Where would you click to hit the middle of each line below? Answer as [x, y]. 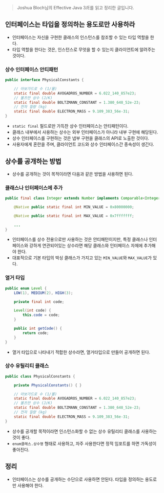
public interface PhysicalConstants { [44, 80]
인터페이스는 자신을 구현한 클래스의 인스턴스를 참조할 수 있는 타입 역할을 [81, 37]
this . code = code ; [41, 315]
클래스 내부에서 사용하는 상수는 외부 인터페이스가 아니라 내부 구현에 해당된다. [85, 132]
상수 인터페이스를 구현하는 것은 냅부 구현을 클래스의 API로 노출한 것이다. [81, 138]
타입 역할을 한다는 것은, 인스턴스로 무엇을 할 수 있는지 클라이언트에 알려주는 [84, 49]
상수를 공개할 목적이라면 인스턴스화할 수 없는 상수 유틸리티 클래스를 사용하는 [84, 431]
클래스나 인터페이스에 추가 [34, 188]
